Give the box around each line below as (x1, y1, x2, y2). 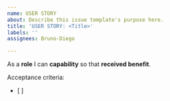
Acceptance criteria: (7, 73, 65, 82)
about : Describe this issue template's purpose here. (7, 16, 165, 23)
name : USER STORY (7, 10, 57, 17)
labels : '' (7, 29, 38, 36)
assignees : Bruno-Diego (7, 35, 75, 42)
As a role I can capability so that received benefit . (7, 60, 151, 68)
